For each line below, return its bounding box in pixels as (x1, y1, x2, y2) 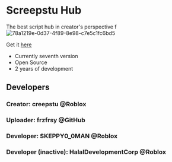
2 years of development (14, 65, 73, 72)
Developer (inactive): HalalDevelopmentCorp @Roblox (6, 148, 166, 156)
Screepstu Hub (6, 4, 82, 17)
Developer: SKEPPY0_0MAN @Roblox (6, 132, 117, 140)
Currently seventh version (14, 52, 78, 59)
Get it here (6, 41, 32, 48)
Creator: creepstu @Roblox (6, 100, 87, 109)
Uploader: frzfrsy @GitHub (6, 116, 86, 125)
